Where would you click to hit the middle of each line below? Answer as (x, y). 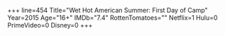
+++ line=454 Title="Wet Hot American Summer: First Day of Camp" (108, 10)
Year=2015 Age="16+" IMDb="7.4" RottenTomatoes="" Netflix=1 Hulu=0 (112, 18)
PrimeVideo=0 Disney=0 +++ (50, 25)
